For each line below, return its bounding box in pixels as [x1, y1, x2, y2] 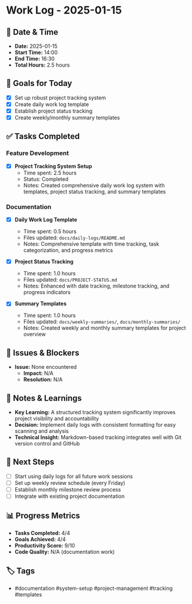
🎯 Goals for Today [6, 78, 72, 88]
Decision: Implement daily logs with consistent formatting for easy [14, 421, 176, 428]
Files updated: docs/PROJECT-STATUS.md [23, 276, 117, 283]
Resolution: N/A [23, 376, 63, 383]
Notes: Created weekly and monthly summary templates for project [23, 325, 186, 332]
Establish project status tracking [14, 107, 93, 114]
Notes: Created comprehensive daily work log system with [23, 181, 165, 189]
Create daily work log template [14, 101, 89, 108]
